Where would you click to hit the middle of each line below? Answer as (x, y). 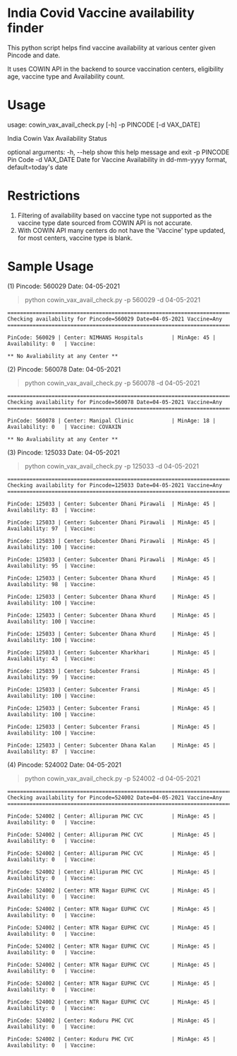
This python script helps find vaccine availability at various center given (112, 47)
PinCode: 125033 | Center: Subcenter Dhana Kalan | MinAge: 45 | (112, 745)
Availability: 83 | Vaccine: (52, 510)
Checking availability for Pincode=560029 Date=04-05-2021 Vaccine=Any (115, 319)
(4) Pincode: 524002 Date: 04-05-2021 (65, 764)
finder (26, 28)
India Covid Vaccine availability (101, 13)
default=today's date (38, 167)
